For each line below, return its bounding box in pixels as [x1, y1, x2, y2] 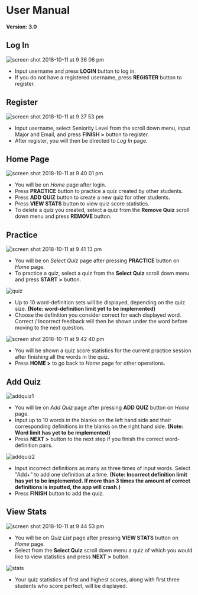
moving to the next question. [14, 324, 85, 332]
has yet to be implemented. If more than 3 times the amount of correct [14, 477, 191, 484]
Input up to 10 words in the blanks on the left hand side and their [14, 417, 171, 423]
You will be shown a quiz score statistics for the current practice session [14, 347, 191, 354]
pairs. [39, 442, 53, 449]
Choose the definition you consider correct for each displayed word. [14, 311, 181, 319]
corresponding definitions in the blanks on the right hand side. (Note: [14, 423, 184, 430]
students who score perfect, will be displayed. [14, 582, 128, 589]
